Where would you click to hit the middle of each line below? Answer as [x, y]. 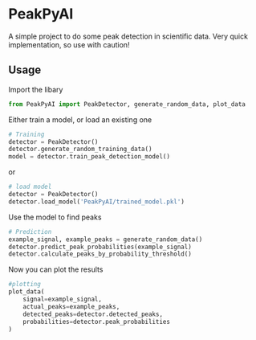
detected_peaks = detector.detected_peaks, [93, 314]
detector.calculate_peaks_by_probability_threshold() [100, 254]
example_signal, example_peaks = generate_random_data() [106, 239]
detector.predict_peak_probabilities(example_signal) [100, 247]
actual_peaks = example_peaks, [71, 306]
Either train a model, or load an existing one [80, 119]
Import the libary [36, 89]
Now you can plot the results [56, 269]
